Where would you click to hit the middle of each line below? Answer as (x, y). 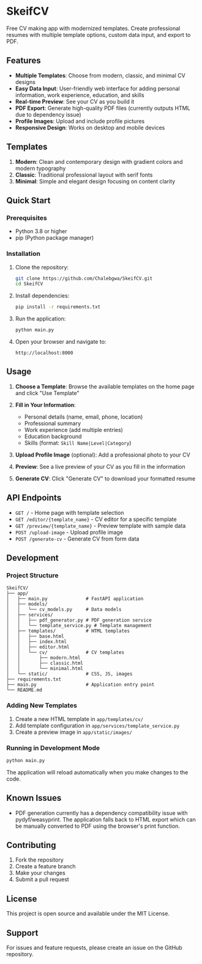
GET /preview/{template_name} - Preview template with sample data (100, 525)
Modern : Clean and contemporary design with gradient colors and (99, 161)
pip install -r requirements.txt (58, 307)
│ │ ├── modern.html (43, 658)
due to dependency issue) (48, 114)
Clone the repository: (42, 267)
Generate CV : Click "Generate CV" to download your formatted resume (105, 478)
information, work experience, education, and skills (80, 95)
